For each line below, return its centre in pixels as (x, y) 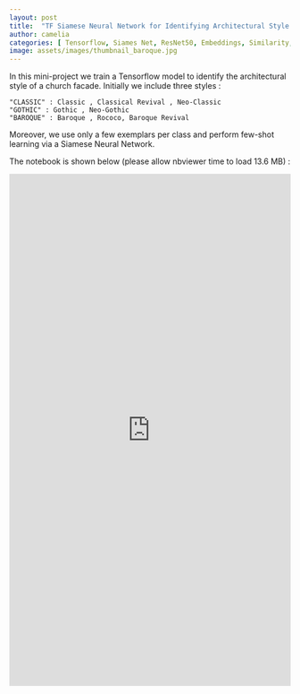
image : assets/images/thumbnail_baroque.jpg (93, 51)
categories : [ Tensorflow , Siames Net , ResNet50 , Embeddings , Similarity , (151, 43)
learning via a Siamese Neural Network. (82, 144)
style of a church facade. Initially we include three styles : (115, 86)
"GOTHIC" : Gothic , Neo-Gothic (69, 110)
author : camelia (39, 34)
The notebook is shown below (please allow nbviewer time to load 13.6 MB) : (150, 161)
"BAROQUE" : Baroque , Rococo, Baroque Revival (100, 118)
